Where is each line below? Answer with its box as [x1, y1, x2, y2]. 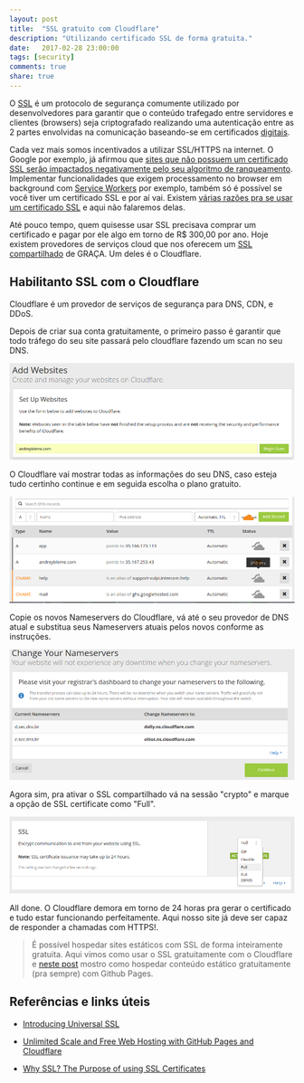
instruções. [9, 631, 52, 641]
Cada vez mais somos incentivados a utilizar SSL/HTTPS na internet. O [9, 144, 274, 155]
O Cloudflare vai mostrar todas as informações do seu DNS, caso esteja [9, 469, 278, 480]
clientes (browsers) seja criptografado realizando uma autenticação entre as [9, 117, 294, 128]
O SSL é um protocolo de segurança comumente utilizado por [9, 98, 240, 109]
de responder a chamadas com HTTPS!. [9, 922, 159, 932]
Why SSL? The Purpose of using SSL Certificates [22, 1063, 206, 1074]
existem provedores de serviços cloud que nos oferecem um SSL [9, 238, 253, 249]
